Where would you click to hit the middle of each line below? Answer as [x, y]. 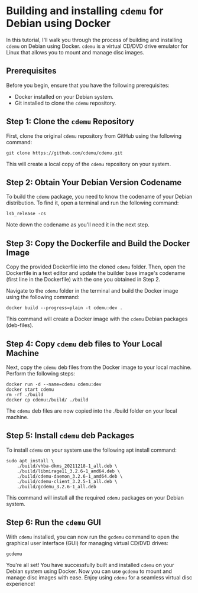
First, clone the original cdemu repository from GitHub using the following [94, 136]
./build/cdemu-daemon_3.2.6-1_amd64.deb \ [70, 476]
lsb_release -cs [26, 214]
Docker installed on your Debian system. [64, 96]
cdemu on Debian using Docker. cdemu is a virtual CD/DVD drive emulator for [97, 46]
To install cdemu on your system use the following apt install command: [92, 450]
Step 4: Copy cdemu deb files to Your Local [84, 344]
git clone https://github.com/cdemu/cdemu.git [64, 153]
